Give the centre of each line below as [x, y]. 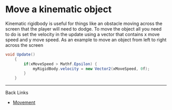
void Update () [20, 54]
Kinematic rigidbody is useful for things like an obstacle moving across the [84, 23]
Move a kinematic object [58, 9]
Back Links [17, 93]
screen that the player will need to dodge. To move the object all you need [83, 29]
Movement [24, 102]
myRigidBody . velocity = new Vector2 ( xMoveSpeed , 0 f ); [91, 69]
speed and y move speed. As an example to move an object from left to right [86, 40]
